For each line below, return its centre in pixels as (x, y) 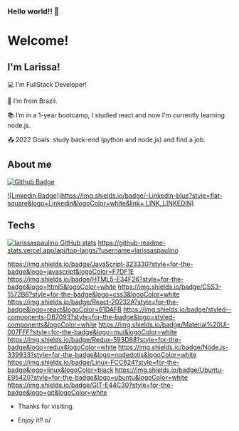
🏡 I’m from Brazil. (33, 101)
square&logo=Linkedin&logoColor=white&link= (76, 203)
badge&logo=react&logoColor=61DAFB (65, 309)
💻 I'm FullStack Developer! (47, 84)
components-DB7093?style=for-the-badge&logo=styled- (91, 316)
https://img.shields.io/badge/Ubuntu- (169, 370)
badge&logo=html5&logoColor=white (62, 287)
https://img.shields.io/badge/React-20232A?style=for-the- (93, 302)
